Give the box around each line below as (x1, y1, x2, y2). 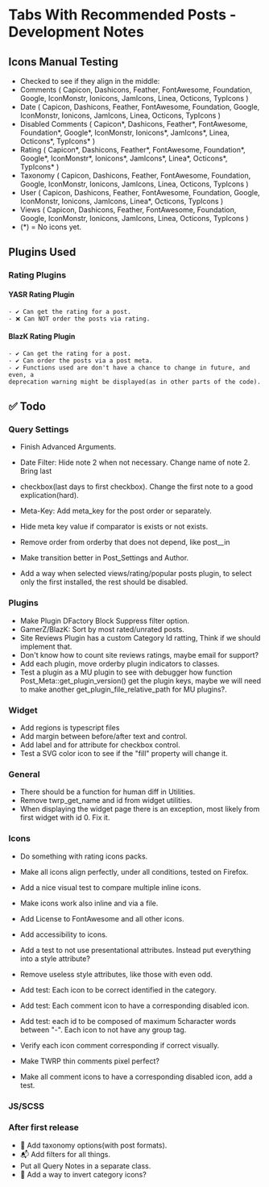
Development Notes (8, 23, 145, 41)
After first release (8, 1122, 79, 1133)
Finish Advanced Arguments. (19, 442, 117, 452)
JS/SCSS (8, 1100, 44, 1111)
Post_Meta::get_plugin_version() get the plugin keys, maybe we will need (19, 675, 262, 685)
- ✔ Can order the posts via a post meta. (8, 357, 153, 365)
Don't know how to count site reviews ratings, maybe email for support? (19, 650, 259, 659)
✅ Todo (8, 399, 47, 413)
